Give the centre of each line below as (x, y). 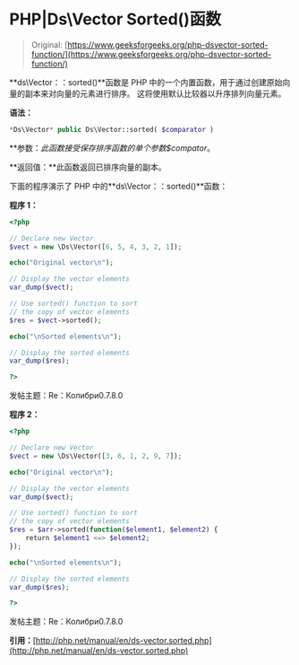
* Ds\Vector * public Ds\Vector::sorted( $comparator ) (112, 129)
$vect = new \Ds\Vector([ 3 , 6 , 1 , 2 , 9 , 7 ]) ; (96, 456)
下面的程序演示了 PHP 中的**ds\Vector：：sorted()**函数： (119, 186)
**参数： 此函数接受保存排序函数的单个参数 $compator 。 (112, 148)
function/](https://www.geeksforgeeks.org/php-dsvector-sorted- (151, 54)
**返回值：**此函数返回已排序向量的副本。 (88, 167)
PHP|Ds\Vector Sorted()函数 (115, 19)
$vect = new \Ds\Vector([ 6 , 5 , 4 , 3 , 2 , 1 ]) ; (96, 247)
